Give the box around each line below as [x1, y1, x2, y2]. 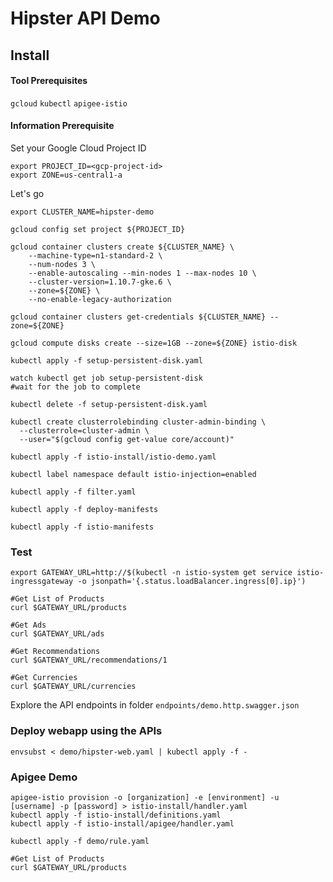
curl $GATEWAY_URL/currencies [10, 682, 137, 692]
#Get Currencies [10, 673, 78, 683]
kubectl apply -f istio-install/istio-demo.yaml [10, 452, 217, 462]
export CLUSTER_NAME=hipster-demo [10, 207, 155, 217]
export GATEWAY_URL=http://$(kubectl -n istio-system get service [10, 568, 293, 578]
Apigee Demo [10, 770, 78, 784]
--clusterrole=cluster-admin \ [19, 425, 150, 436]
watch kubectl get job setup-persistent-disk [10, 373, 203, 383]
